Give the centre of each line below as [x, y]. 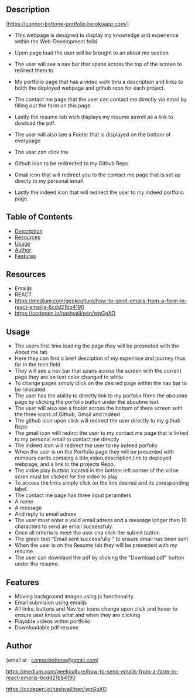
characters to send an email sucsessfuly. [64, 526]
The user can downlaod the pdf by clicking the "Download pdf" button [99, 558]
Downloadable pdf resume [47, 628]
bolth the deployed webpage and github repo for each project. [90, 88]
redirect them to [34, 70]
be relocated [30, 390]
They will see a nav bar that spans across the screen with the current [98, 371]
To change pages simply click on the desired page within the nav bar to [101, 383]
